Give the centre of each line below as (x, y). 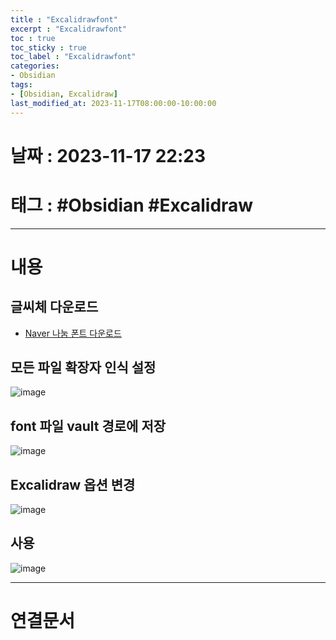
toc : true (33, 38)
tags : (21, 85)
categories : (35, 66)
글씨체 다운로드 (54, 307)
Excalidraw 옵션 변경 (73, 484)
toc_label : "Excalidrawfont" (73, 57)
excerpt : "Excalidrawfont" (69, 29)
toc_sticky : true (48, 47)
